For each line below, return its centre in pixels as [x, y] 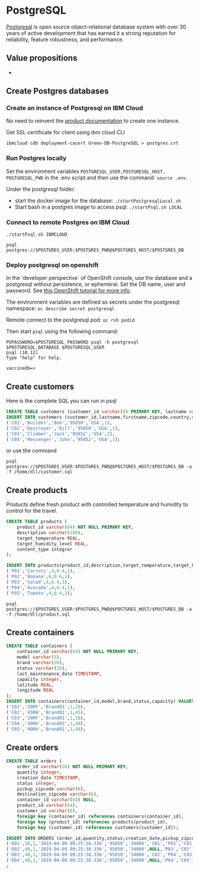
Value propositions [42, 58]
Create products [37, 490]
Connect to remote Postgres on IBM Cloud [68, 222]
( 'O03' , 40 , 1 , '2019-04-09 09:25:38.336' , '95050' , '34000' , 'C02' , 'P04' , [94, 855]
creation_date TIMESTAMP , [49, 778]
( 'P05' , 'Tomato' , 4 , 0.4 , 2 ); [39, 593]
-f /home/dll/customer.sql [39, 472]
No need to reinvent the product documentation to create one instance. [93, 121]
